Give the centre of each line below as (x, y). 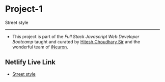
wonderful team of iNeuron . (40, 47)
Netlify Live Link (30, 62)
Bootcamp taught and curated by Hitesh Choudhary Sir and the (76, 41)
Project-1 (24, 9)
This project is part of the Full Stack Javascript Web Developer (76, 36)
